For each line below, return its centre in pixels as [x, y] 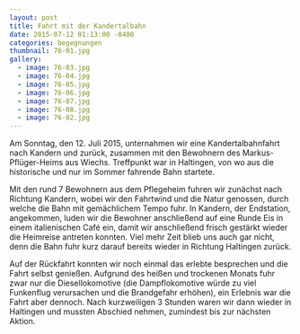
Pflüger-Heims [36, 163]
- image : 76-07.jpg [54, 101]
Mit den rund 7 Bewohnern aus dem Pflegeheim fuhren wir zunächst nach [146, 189]
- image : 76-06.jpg [54, 92]
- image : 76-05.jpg [54, 84]
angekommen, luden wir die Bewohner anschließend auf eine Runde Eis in [146, 218]
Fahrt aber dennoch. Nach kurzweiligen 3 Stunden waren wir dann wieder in [150, 303]
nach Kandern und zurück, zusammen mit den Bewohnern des [125, 153]
